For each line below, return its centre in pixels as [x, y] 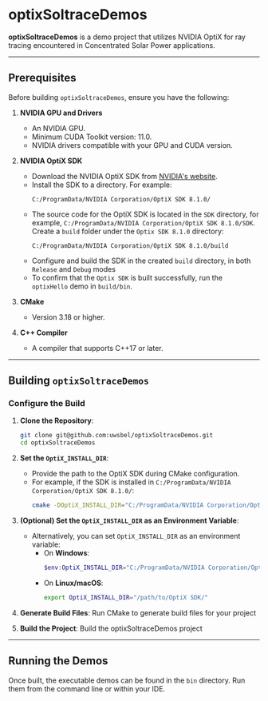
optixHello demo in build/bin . [82, 286]
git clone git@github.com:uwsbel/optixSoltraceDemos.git [116, 436]
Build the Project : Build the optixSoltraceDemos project [111, 628]
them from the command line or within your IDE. [87, 688]
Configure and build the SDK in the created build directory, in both [141, 261]
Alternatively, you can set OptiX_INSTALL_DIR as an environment [136, 536]
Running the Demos [58, 661]
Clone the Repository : [57, 420]
